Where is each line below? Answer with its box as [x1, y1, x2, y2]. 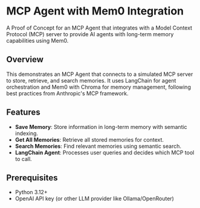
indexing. [15, 130, 38, 137]
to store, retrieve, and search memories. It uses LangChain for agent [6, 77, 176, 84]
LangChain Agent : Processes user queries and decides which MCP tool [15, 149, 195, 156]
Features [6, 107, 40, 118]
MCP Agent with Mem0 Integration [6, 4, 184, 18]
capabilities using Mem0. [6, 37, 69, 44]
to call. [15, 155, 32, 162]
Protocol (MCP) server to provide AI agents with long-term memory [6, 30, 174, 37]
